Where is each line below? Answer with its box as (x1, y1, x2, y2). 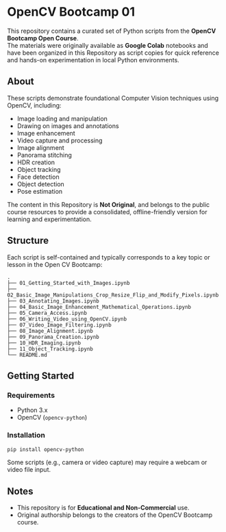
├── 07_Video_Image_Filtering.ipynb (7, 321, 112, 329)
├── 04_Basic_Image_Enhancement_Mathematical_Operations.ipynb (7, 303, 192, 310)
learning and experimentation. (7, 215, 92, 223)
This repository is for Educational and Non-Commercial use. (16, 504, 190, 512)
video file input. (7, 466, 51, 474)
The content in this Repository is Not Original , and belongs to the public (7, 200, 210, 209)
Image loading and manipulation (16, 114, 108, 123)
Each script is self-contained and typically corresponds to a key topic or (7, 253, 210, 261)
